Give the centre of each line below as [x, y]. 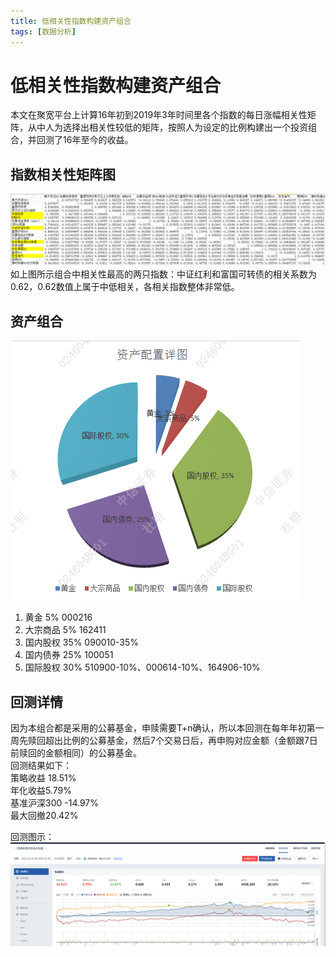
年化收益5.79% [41, 791]
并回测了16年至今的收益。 [80, 140]
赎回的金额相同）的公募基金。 [80, 753]
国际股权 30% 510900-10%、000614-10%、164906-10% [142, 667]
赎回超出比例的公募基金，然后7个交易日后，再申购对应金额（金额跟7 [168, 741]
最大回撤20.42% [44, 816]
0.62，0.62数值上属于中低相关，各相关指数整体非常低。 [125, 287]
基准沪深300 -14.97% [54, 803]
